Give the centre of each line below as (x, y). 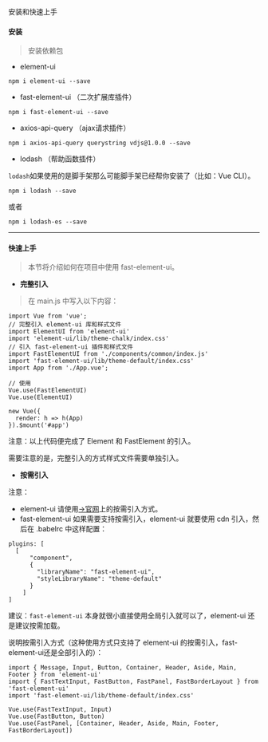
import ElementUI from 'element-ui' (69, 332)
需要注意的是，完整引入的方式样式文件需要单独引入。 (96, 458)
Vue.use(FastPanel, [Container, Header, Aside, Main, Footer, (114, 724)
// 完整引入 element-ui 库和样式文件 (65, 325)
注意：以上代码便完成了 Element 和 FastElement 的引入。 (102, 441)
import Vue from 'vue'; (48, 316)
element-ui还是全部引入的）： (56, 653)
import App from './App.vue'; (59, 368)
